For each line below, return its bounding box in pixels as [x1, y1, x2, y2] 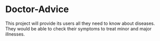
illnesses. [5, 31, 25, 37]
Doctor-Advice [5, 4, 69, 15]
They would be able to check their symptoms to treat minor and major [5, 25, 152, 31]
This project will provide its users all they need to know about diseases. [5, 20, 155, 26]
